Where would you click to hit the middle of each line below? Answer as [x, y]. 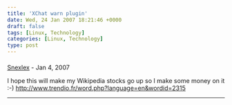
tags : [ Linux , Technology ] [46, 33]
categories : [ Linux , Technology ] [55, 39]
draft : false [26, 26]
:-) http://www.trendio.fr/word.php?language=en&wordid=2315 [97, 88]
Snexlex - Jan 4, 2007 [39, 67]
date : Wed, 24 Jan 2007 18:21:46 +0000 [65, 20]
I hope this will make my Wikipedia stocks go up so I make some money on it [116, 80]
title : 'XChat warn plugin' [48, 13]
